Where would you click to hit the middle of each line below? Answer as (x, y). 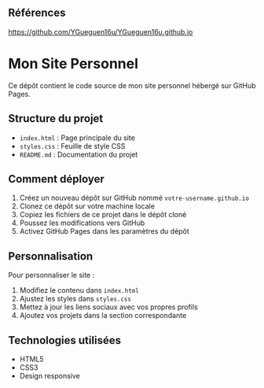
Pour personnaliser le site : (51, 275)
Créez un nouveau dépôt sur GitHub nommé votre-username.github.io (134, 198)
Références (37, 13)
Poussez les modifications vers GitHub (82, 223)
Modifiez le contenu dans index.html (79, 290)
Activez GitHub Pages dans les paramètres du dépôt (104, 231)
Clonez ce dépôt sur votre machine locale (87, 206)
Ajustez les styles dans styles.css (75, 299)
